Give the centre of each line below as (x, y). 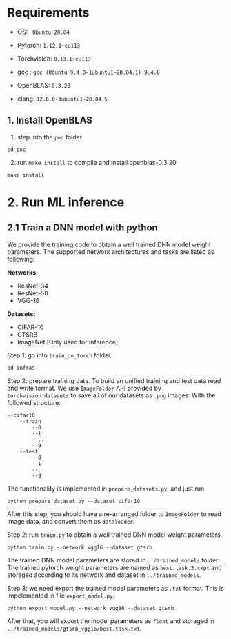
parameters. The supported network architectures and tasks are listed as (111, 252)
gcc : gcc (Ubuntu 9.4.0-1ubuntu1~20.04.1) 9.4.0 (88, 72)
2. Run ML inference (66, 202)
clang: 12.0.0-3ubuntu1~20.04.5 (62, 99)
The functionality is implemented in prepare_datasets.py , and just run (106, 489)
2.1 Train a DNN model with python (83, 228)
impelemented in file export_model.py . (61, 596)
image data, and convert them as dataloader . (71, 521)
